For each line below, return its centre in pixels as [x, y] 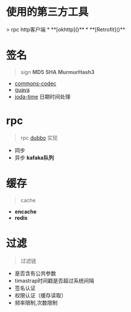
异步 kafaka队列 [34, 157]
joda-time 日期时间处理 [42, 96]
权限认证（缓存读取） [40, 295]
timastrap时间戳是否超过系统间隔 [54, 280]
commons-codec [36, 83]
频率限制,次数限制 [36, 303]
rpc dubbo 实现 [39, 137]
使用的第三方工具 [48, 12]
